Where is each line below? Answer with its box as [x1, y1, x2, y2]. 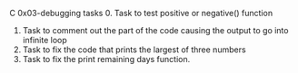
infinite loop [22, 35, 67, 45]
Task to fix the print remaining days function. [22, 54, 191, 64]
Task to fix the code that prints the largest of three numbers [22, 44, 247, 55]
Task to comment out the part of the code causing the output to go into [22, 25, 289, 35]
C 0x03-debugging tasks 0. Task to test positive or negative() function [9, 8, 273, 18]
